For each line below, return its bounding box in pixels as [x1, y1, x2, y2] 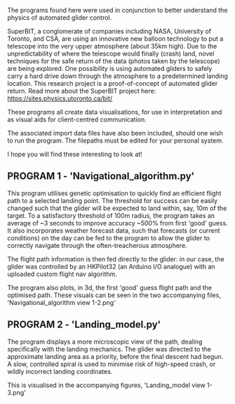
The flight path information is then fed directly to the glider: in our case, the [7, 254, 224, 263]
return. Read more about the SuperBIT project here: [7, 87, 156, 95]
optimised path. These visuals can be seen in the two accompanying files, [7, 291, 221, 299]
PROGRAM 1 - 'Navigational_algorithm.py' [7, 170, 195, 182]
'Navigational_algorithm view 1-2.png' [7, 298, 116, 306]
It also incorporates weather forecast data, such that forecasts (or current [7, 226, 220, 235]
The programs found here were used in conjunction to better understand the [7, 6, 228, 14]
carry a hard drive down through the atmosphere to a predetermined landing [7, 72, 228, 80]
